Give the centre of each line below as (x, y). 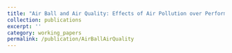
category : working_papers (44, 33)
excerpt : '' (24, 26)
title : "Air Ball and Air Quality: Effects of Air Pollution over (105, 13)
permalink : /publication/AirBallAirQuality (71, 39)
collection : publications (44, 20)
